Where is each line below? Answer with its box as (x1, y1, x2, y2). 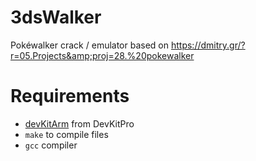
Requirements (10, 85, 130, 108)
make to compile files (24, 128, 109, 140)
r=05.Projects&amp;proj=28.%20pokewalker (10, 49, 195, 61)
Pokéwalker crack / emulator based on (10, 39, 170, 51)
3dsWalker (10, 6, 102, 29)
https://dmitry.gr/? (170, 39, 246, 51)
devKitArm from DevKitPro (24, 117, 135, 130)
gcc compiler (24, 139, 78, 151)
